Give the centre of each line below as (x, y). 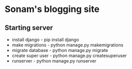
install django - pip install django (45, 39)
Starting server (29, 28)
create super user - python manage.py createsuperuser (69, 55)
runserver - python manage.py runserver (54, 61)
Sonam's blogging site (52, 9)
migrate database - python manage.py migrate (60, 50)
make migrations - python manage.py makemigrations (67, 45)
